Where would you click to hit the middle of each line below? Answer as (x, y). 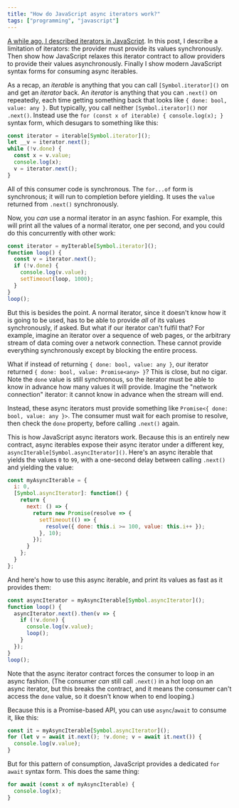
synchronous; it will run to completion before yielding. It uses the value (111, 196)
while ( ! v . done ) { (34, 149)
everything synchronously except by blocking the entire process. (102, 350)
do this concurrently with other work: (62, 233)
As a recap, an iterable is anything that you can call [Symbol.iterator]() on (118, 85)
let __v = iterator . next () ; (49, 142)
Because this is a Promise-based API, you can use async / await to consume (117, 710)
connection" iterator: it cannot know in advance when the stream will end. (116, 394)
